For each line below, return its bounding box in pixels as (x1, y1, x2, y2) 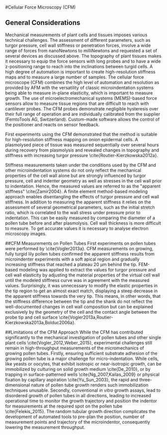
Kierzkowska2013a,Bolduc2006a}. (5, 319, 76, 325)
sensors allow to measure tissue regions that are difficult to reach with (5, 100, 149, 106)
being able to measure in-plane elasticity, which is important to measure (5, 89, 153, 96)
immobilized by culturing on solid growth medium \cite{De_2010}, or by (5, 366, 151, 372)
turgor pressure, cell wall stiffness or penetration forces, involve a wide (5, 42, 151, 48)
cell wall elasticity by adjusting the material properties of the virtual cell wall (5, 272, 160, 278)
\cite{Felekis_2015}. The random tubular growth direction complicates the (5, 408, 156, 414)
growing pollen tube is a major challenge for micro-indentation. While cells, (5, 355, 159, 361)
